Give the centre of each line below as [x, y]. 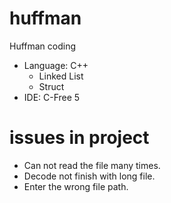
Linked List [61, 76]
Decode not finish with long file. [89, 176]
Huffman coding [43, 46]
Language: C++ [56, 65]
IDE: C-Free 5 [52, 97]
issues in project [79, 138]
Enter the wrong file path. [76, 186]
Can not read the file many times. [92, 165]
